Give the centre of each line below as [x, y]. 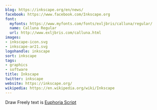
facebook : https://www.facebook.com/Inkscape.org [58, 14]
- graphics [16, 65]
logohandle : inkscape [28, 51]
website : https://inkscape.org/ [39, 83]
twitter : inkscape [24, 79]
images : [13, 38]
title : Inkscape [22, 74]
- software [16, 70]
